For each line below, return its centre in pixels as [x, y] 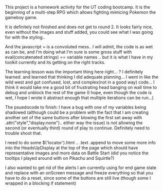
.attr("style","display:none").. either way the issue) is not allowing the [74, 123]
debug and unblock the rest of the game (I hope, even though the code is [78, 93]
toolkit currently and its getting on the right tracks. [55, 62]
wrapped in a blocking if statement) [41, 183]
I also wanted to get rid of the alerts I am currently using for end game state [81, 168]
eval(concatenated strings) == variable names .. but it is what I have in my [79, 57]
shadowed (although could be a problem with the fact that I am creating [77, 112]
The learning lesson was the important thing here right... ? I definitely [74, 72]
